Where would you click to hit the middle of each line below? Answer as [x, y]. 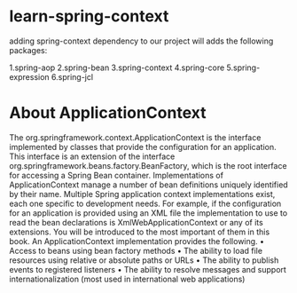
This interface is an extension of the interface [92, 156]
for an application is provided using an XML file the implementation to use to [148, 213]
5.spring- [243, 67]
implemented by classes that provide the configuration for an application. [143, 146]
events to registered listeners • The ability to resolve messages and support [148, 269]
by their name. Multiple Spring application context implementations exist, [142, 194]
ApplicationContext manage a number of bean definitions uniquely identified [148, 185]
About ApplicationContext [108, 113]
